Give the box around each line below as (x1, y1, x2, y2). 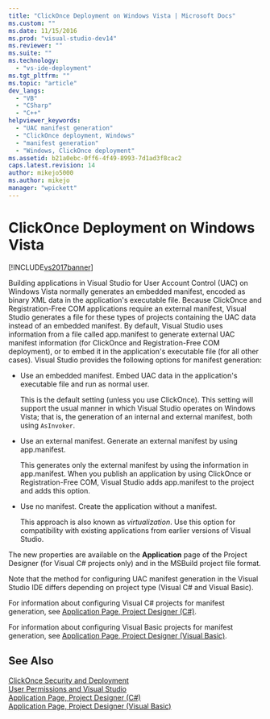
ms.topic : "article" (8, 79, 78, 87)
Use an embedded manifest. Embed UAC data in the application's (19, 370, 238, 380)
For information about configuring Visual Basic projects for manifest (8, 622, 234, 632)
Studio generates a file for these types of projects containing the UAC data (8, 312, 256, 322)
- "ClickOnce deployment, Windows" (15, 131, 135, 139)
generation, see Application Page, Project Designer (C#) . (8, 606, 197, 616)
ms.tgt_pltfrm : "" (8, 72, 70, 80)
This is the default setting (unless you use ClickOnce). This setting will (19, 395, 254, 404)
